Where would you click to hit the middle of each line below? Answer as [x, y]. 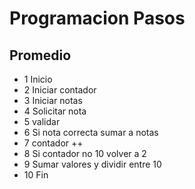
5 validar [42, 121]
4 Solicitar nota [55, 111]
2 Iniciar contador [60, 90]
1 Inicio [38, 79]
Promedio [40, 55]
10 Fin [36, 175]
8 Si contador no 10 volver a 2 [85, 153]
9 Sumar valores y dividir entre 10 [92, 164]
